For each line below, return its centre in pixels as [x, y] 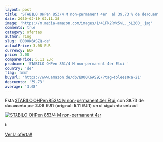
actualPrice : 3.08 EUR [28, 46]
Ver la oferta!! [19, 134]
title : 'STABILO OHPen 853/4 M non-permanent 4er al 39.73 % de [72, 14]
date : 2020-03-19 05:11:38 [32, 18]
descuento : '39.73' [25, 82]
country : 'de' [19, 69]
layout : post [18, 9]
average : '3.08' [21, 86]
